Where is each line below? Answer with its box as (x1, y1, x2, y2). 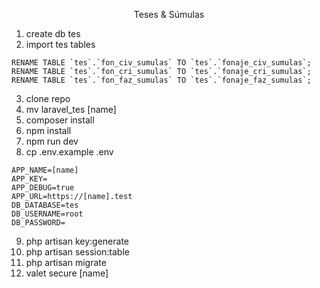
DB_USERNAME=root (11, 209, 84, 219)
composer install (25, 114, 95, 126)
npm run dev (25, 135, 79, 147)
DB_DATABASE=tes (11, 200, 79, 210)
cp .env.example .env (25, 146, 114, 158)
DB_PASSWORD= (11, 218, 66, 228)
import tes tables (25, 39, 96, 50)
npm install (25, 125, 72, 136)
